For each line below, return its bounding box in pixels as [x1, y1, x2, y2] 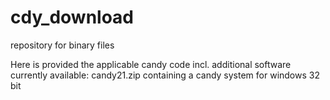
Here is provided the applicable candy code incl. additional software [10, 58, 292, 70]
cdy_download [10, 6, 134, 29]
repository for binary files [10, 39, 115, 51]
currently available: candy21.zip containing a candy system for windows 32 [10, 69, 320, 81]
